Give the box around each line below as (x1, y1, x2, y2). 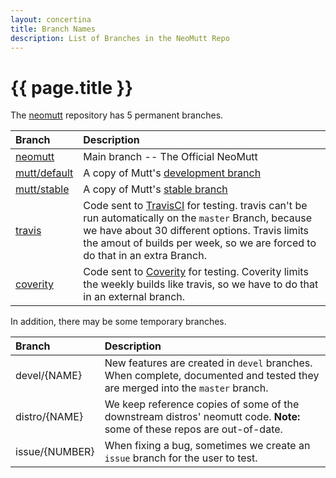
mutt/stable (15, 182, 70, 196)
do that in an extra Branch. (83, 249, 207, 263)
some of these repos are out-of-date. (104, 422, 283, 436)
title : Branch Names (10, 24, 97, 34)
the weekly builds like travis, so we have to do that (83, 277, 319, 291)
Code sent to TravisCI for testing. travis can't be (83, 199, 308, 213)
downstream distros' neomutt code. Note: (104, 410, 301, 424)
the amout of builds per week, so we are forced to (83, 236, 317, 250)
